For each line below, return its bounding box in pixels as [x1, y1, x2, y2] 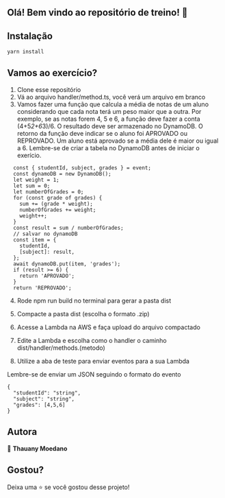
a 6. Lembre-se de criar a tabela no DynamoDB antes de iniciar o [16, 143, 200, 152]
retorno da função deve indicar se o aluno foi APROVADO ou [16, 129, 188, 137]
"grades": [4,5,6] [13, 401, 66, 408]
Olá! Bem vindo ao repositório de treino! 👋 [7, 7, 188, 19]
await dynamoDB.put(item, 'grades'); [13, 260, 121, 268]
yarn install [7, 49, 44, 56]
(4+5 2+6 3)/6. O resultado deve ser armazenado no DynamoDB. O [16, 121, 203, 130]
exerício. [16, 151, 42, 159]
